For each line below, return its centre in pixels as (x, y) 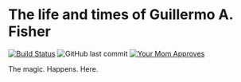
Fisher (30, 31)
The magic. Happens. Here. (53, 68)
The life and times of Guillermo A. (121, 15)
